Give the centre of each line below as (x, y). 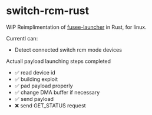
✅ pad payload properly (44, 86)
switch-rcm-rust (48, 11)
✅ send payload (34, 99)
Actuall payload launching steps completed (58, 61)
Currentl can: (22, 38)
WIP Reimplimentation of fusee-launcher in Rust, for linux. (76, 27)
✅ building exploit (36, 79)
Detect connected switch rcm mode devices (68, 50)
